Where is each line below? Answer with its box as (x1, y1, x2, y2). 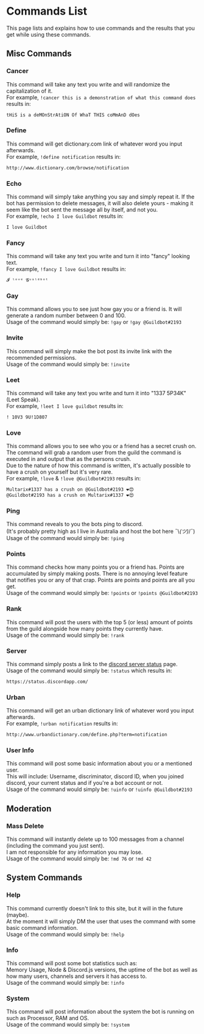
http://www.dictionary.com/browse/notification (6, 164, 130, 171)
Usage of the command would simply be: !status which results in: (6, 667, 172, 674)
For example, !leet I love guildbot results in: (6, 402, 124, 409)
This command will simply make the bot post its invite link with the (6, 347, 172, 354)
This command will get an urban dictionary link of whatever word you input (6, 707, 194, 714)
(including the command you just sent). (6, 842, 105, 849)
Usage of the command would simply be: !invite (6, 360, 130, 368)
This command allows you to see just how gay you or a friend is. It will (6, 306, 182, 313)
